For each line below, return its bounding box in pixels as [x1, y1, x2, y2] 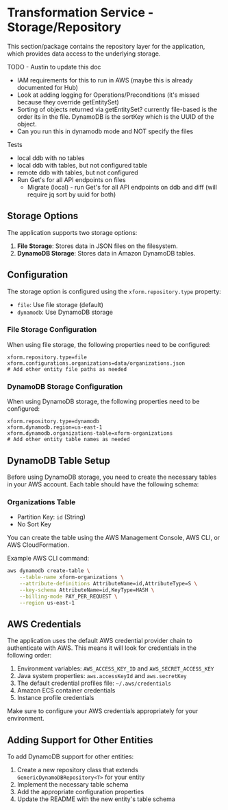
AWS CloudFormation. [7, 541, 70, 549]
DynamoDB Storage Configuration [7, 381, 123, 391]
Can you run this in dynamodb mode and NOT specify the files [16, 127, 194, 135]
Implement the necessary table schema [16, 780, 129, 789]
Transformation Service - [7, 5, 154, 21]
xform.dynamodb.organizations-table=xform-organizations [7, 430, 173, 437]
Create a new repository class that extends [16, 766, 139, 774]
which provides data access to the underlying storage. [7, 49, 161, 58]
